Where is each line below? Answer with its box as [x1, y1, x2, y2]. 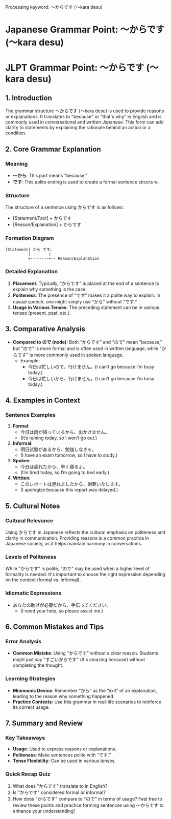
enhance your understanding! [12, 808, 75, 814]
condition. [5, 130, 27, 136]
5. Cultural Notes [5, 501, 60, 510]
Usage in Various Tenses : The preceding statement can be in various [12, 304, 160, 311]
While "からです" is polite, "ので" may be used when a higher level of [5, 565, 150, 572]
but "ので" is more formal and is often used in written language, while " [12, 345, 162, 352]
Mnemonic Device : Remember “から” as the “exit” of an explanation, [12, 687, 157, 693]
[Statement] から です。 [5, 247, 54, 252]
